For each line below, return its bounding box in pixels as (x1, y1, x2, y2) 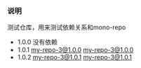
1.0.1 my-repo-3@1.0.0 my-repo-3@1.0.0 (17, 46, 134, 54)
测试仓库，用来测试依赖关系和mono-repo (7, 23, 126, 32)
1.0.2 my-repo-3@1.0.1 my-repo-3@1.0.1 (17, 53, 132, 62)
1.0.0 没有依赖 (17, 38, 58, 46)
